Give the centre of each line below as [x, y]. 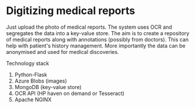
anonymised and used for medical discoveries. [63, 52]
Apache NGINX [33, 99]
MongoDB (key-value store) [48, 87]
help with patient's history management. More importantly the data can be [96, 46]
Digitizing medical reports [70, 11]
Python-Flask [31, 74]
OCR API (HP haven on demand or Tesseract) [69, 93]
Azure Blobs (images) [41, 81]
